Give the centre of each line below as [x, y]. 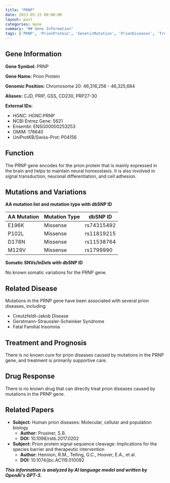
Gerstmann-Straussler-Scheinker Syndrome [58, 321]
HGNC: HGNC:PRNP [34, 115]
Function [19, 153]
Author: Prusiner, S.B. [43, 433]
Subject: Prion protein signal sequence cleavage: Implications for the [85, 444]
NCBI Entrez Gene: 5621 [38, 121]
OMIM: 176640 [28, 132]
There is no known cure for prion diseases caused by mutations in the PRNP [85, 355]
